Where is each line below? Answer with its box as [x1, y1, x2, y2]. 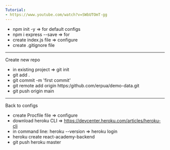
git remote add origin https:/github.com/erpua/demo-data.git [12, 82, 140, 88]
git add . [12, 72, 30, 78]
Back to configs [5, 102, 38, 109]
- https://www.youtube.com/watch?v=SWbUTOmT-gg [5, 12, 108, 17]
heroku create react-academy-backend [12, 133, 95, 139]
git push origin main [12, 88, 54, 94]
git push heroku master [12, 139, 61, 145]
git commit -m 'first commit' [12, 77, 71, 83]
